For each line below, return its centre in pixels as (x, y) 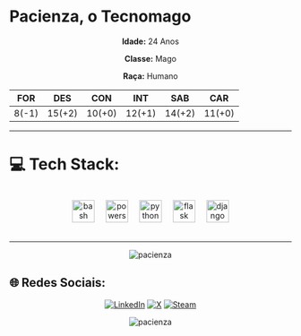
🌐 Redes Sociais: (57, 283)
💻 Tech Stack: (64, 164)
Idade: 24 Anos (150, 41)
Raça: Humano (150, 76)
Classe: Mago (150, 58)
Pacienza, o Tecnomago (100, 17)
